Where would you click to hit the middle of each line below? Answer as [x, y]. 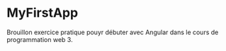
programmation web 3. [40, 39]
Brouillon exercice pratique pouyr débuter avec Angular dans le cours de [113, 32]
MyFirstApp [43, 13]
